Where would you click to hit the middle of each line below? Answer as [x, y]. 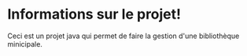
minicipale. [25, 44]
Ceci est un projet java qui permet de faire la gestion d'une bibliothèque [124, 36]
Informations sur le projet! [94, 14]
